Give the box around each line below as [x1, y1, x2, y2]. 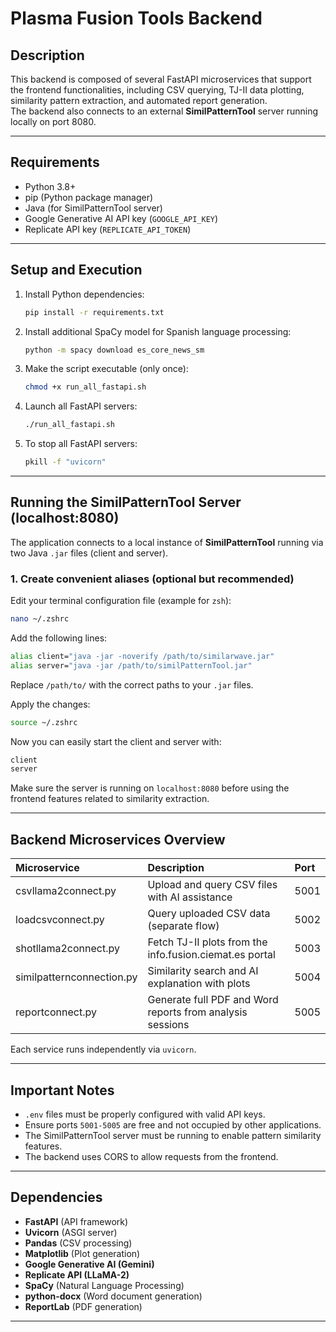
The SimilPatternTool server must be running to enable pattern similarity [24, 1129, 322, 1141]
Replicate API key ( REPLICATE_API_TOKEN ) [24, 223, 192, 235]
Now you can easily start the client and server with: [10, 735, 222, 747]
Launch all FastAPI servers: [24, 400, 138, 412]
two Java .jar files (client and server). [10, 547, 169, 559]
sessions [147, 1018, 190, 1032]
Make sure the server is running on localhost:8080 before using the [10, 782, 290, 794]
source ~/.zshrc [10, 717, 78, 727]
